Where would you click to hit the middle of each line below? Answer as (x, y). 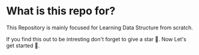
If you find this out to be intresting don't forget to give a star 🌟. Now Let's (97, 39)
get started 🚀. (23, 45)
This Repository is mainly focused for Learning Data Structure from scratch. (100, 27)
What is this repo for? (61, 11)
